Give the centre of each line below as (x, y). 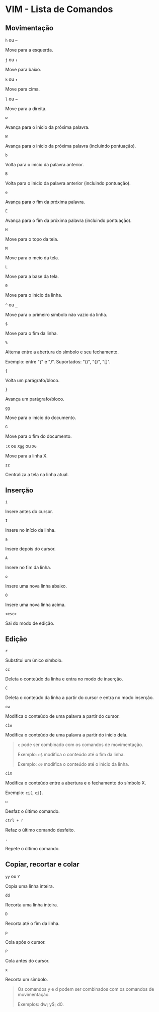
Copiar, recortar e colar (42, 865)
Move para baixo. (23, 70)
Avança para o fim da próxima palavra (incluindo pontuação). (68, 220)
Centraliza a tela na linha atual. (37, 474)
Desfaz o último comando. (32, 811)
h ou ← (11, 40)
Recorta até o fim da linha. (32, 924)
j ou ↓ (11, 60)
